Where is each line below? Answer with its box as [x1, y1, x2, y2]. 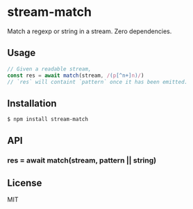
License [7, 177, 42, 189]
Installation [7, 98, 57, 109]
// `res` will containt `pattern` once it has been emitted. [7, 78, 188, 85]
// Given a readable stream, [7, 65, 92, 73]
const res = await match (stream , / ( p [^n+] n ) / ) [7, 72, 144, 79]
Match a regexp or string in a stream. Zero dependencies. [7, 27, 172, 35]
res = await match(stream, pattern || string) [7, 156, 157, 165]
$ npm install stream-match [7, 116, 89, 123]
